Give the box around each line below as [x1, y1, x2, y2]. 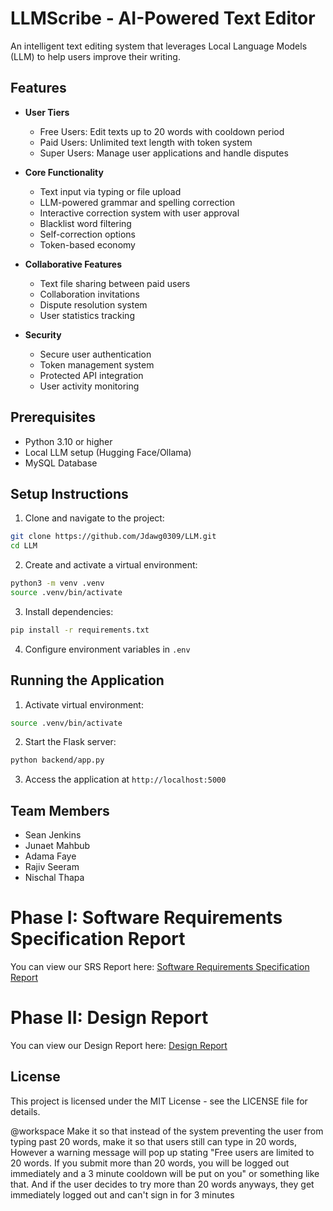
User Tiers [24, 106, 70, 118]
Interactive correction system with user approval [39, 207, 240, 219]
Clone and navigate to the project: [24, 512, 165, 524]
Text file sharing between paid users [39, 277, 191, 289]
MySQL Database [24, 457, 98, 469]
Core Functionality [24, 166, 104, 178]
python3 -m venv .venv [10, 578, 105, 589]
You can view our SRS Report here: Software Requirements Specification [10, 961, 310, 973]
